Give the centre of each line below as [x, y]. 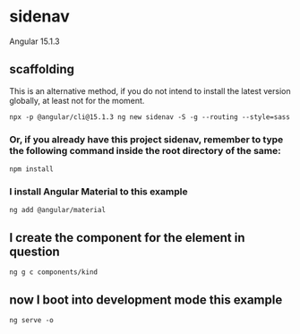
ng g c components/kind [54, 272]
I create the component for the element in [127, 238]
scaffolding [42, 69]
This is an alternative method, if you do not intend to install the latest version [150, 90]
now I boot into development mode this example [146, 300]
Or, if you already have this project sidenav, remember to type [146, 139]
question [34, 251]
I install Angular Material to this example [99, 192]
